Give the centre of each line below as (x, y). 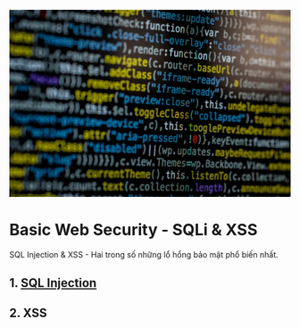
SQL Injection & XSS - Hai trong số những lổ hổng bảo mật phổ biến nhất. (144, 255)
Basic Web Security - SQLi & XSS (133, 230)
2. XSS (28, 313)
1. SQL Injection (53, 283)
